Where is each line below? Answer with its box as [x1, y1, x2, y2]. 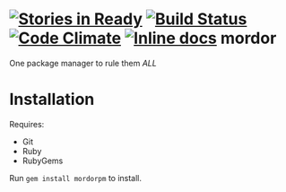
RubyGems [22, 155, 64, 166]
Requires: [9, 118, 45, 129]
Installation [9, 90, 95, 109]
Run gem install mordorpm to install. [9, 172, 142, 183]
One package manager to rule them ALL [9, 57, 157, 68]
